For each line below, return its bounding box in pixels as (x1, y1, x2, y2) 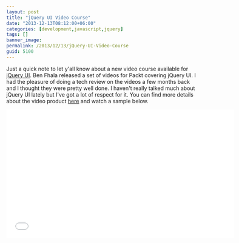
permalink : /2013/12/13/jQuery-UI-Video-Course (6, 43, 129, 49)
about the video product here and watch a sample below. (6, 97, 149, 104)
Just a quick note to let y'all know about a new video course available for (6, 65, 189, 72)
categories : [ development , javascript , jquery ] (6, 26, 123, 32)
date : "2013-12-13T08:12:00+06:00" (6, 20, 96, 26)
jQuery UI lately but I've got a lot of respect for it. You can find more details (6, 91, 194, 98)
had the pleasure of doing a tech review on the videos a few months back (6, 78, 190, 85)
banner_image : (6, 37, 42, 43)
